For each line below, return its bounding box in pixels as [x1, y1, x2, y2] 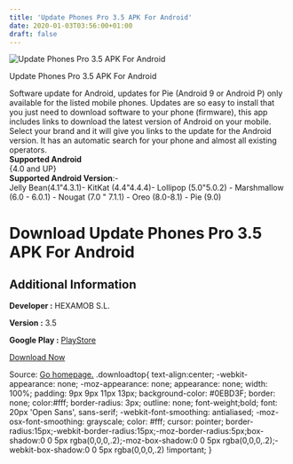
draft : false [9, 29, 58, 38]
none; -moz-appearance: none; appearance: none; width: [57, 379, 268, 389]
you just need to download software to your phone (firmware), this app [9, 107, 268, 118]
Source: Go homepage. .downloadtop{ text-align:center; [9, 369, 215, 380]
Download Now [9, 352, 66, 363]
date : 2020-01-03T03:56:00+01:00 [9, 21, 133, 30]
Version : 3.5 [9, 318, 57, 328]
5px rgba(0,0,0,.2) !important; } [99, 444, 212, 455]
